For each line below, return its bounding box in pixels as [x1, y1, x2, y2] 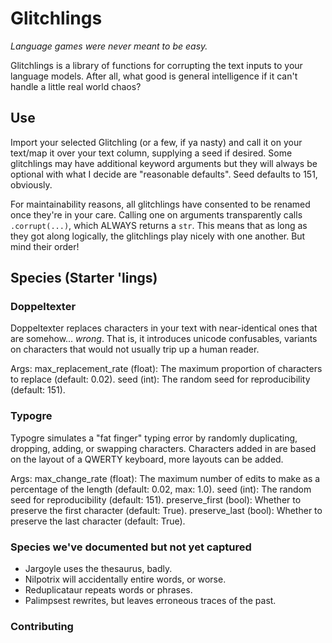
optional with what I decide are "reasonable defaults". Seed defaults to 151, [10, 168, 318, 180]
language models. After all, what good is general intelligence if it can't [10, 70, 298, 82]
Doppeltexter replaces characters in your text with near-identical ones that [10, 322, 318, 334]
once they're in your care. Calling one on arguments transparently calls [10, 208, 303, 221]
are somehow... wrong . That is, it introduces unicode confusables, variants [10, 333, 318, 345]
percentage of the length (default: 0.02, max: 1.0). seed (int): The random [10, 483, 312, 495]
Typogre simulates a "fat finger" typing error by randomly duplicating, [10, 432, 298, 444]
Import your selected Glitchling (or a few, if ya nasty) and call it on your [10, 136, 303, 148]
